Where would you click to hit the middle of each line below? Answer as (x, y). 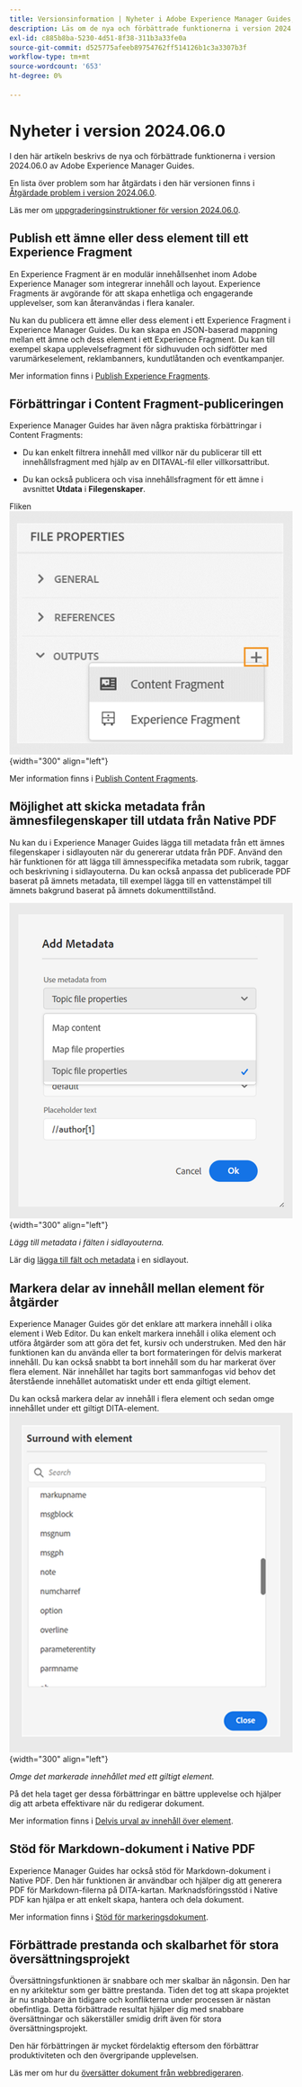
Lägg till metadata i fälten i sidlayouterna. (87, 1242)
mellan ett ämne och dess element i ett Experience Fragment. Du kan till (142, 339)
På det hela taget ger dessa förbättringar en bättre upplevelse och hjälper (145, 1794)
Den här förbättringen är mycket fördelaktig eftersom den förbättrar (134, 2046)
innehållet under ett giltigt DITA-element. (84, 1409)
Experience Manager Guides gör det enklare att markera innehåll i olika (141, 1324)
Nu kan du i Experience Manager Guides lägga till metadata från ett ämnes (147, 842)
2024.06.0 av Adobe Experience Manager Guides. (102, 166)
